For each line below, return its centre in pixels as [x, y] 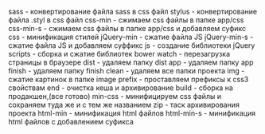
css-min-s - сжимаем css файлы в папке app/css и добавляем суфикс [127, 28]
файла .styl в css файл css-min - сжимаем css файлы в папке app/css [126, 20]
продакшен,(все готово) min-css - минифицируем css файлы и [115, 96]
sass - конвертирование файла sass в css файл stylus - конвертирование [132, 12]
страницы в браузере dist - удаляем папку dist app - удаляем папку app [131, 62]
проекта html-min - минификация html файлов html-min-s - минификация [132, 113]
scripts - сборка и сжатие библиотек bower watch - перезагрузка [119, 54]
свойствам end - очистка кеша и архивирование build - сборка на [121, 88]
